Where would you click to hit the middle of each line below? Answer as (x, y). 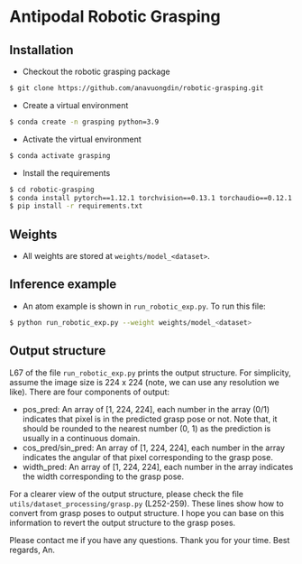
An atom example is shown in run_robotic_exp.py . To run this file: (144, 306)
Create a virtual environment (75, 105)
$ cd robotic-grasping (52, 190)
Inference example (63, 285)
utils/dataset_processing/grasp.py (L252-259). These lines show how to (146, 504)
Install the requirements (66, 172)
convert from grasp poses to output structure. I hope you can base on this (147, 513)
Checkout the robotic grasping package (96, 71)
